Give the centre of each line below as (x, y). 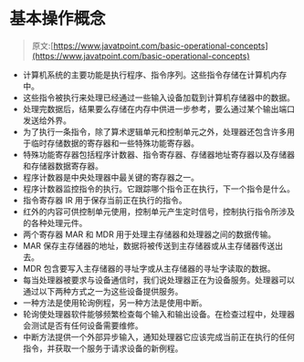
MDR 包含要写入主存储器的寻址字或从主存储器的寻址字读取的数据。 (149, 268)
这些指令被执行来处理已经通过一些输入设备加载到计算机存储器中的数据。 (158, 98)
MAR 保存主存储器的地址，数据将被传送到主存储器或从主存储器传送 (149, 245)
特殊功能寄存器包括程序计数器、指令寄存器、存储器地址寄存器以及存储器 (158, 154)
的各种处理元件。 (55, 222)
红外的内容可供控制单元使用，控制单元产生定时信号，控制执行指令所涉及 (158, 212)
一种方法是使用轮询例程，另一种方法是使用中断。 (115, 303)
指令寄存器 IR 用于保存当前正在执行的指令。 (105, 200)
